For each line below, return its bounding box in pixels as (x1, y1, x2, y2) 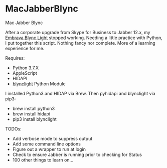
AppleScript (12, 70, 38, 76)
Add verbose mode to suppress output (12, 135, 93, 141)
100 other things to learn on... (12, 156, 74, 163)
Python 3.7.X (12, 65, 39, 71)
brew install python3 (12, 105, 55, 111)
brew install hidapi (12, 111, 51, 117)
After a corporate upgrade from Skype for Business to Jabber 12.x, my (5, 29, 150, 35)
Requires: (5, 55, 25, 61)
